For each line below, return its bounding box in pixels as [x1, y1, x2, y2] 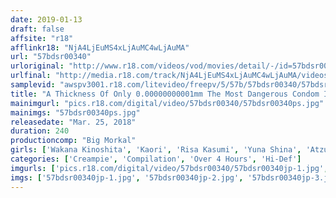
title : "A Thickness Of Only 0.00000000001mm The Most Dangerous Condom [10, 89, 320, 99]
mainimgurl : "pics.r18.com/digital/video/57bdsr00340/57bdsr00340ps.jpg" [10, 98, 325, 108]
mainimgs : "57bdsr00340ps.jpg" [10, 107, 141, 118]
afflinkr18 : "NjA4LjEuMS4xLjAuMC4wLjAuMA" [10, 42, 190, 53]
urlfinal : [10, 71, 52, 81]
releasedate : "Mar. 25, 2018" [10, 117, 137, 127]
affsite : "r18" [10, 33, 74, 43]
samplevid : [10, 80, 56, 90]
